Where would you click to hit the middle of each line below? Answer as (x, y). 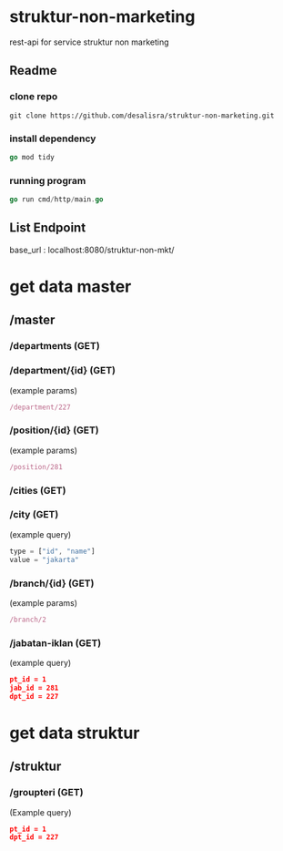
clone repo (34, 97)
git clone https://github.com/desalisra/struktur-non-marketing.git (142, 116)
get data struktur (75, 733)
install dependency (53, 138)
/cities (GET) (38, 490)
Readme (33, 71)
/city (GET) (34, 515)
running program (48, 180)
